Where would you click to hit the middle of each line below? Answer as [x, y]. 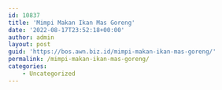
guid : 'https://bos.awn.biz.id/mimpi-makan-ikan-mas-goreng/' [112, 52]
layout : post [30, 45]
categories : [28, 67]
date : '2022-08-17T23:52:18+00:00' [67, 30]
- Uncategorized [49, 74]
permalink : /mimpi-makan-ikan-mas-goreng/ [79, 59]
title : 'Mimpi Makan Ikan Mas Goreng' [72, 23]
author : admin [31, 37]
